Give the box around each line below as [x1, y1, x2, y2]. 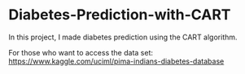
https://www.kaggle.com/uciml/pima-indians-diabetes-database [8, 56, 225, 66]
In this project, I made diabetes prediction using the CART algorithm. [8, 32, 238, 42]
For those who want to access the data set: [8, 47, 153, 57]
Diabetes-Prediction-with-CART [8, 6, 231, 24]
